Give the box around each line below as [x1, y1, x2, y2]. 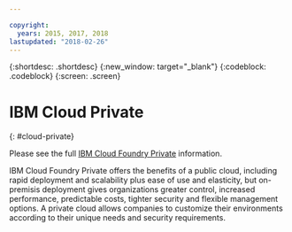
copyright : [9, 20, 50, 29]
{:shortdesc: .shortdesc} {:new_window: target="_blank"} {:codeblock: [9, 61, 267, 72]
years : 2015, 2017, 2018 [17, 28, 109, 38]
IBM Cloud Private [9, 102, 144, 122]
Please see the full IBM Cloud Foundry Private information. [9, 148, 223, 159]
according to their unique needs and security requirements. [9, 213, 226, 223]
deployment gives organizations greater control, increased [42, 184, 256, 195]
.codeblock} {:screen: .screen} [9, 71, 121, 81]
